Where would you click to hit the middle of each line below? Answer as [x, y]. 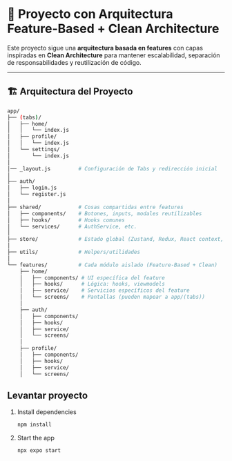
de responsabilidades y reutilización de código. [74, 62]
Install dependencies [47, 412]
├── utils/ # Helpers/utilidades [74, 252]
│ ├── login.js [32, 188]
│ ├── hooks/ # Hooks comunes [66, 220]
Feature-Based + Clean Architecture [113, 29]
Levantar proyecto [48, 395]
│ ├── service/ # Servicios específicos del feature [105, 291]
